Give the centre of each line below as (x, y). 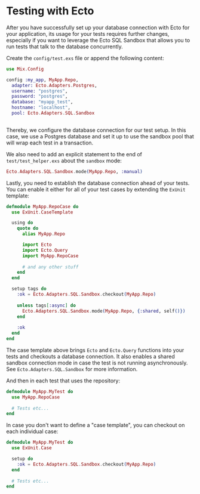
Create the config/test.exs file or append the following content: (85, 58)
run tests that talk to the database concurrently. (65, 47)
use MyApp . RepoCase (36, 397)
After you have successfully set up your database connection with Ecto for (98, 27)
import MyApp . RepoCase (50, 256)
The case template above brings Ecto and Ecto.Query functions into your (95, 350)
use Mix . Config (25, 69)
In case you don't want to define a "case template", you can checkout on (96, 425)
